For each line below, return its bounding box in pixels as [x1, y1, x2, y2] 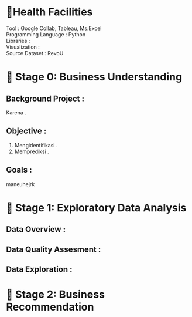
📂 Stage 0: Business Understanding [6, 70, 183, 84]
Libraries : [6, 37, 30, 44]
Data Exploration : [6, 264, 73, 274]
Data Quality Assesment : [6, 244, 101, 254]
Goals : [6, 165, 32, 175]
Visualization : [6, 43, 40, 50]
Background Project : [6, 93, 85, 103]
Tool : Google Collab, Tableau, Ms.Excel [6, 25, 102, 32]
